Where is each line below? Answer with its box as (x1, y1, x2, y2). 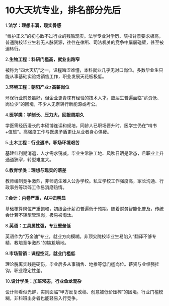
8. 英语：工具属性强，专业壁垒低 (5, 222, 71, 228)
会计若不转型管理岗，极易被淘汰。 (5, 212, 76, 218)
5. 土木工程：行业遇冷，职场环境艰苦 (5, 139, 79, 145)
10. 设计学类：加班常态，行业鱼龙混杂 (5, 278, 82, 284)
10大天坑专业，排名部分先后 (5, 5, 121, 16)
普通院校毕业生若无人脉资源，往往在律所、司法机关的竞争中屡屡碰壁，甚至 (5, 39, 159, 45)
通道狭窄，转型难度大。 (5, 156, 54, 162)
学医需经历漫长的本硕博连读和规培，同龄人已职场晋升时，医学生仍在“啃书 (5, 122, 157, 129)
